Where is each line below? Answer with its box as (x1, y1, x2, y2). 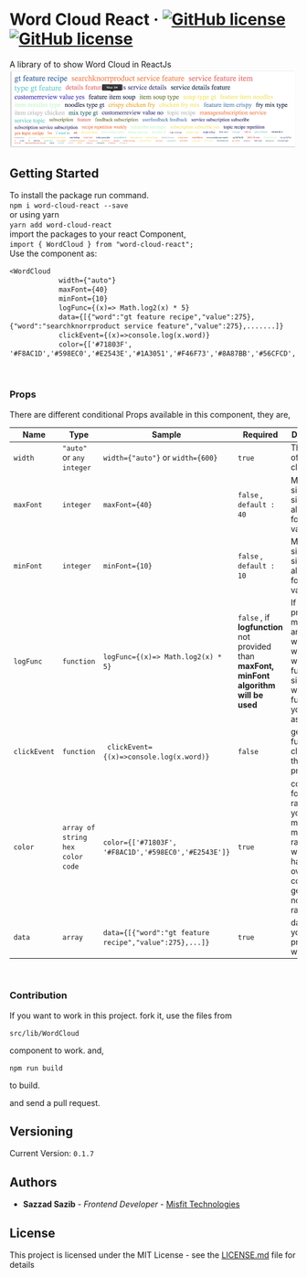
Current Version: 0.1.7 (9, 1148, 94, 1159)
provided (237, 641, 272, 652)
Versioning (9, 1124, 73, 1140)
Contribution (9, 989, 68, 1002)
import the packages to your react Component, (9, 229, 186, 239)
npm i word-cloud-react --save (9, 201, 129, 210)
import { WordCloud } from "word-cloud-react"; (9, 240, 195, 250)
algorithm (237, 679, 276, 690)
